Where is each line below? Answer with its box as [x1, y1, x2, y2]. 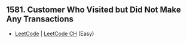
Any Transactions [6, 14, 73, 24]
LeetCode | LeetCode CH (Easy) [14, 30, 94, 37]
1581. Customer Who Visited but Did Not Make [6, 5, 181, 15]
